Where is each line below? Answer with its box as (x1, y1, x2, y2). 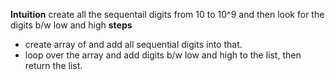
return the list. (24, 60, 83, 71)
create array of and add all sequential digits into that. (24, 39, 243, 50)
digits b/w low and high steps (10, 19, 133, 31)
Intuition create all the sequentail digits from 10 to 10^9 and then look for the (10, 9, 325, 20)
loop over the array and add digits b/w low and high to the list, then (24, 49, 302, 61)
